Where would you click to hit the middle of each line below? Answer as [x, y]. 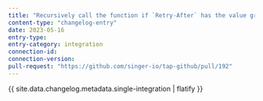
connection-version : [42, 60]
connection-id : [33, 52]
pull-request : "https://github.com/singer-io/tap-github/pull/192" [121, 67]
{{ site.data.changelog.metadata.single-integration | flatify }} [106, 88]
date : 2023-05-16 [36, 30]
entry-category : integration [56, 45]
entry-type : [27, 37]
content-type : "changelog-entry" [63, 23]
